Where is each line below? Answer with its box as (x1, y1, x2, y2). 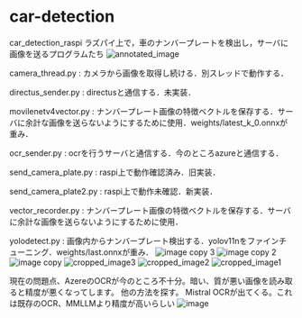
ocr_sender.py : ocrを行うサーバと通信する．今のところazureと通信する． (9, 147, 284, 159)
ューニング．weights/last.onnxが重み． (9, 246, 154, 258)
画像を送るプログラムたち (9, 48, 105, 59)
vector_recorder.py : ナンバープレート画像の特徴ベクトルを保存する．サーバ (9, 204, 291, 215)
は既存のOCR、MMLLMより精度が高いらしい (9, 297, 176, 308)
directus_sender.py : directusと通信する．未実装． (9, 86, 197, 97)
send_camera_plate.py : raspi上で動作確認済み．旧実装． (9, 167, 221, 177)
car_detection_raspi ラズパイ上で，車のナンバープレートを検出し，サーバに (9, 37, 289, 48)
